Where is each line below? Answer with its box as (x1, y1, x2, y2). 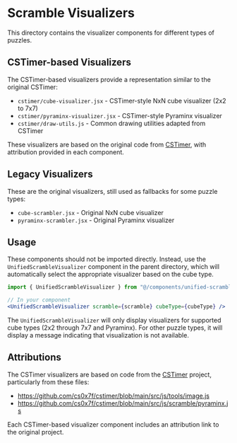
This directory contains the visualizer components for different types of (7, 28, 215, 37)
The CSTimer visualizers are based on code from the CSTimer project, (7, 370, 212, 379)
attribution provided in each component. (7, 147, 125, 156)
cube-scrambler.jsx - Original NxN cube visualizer (17, 208, 164, 217)
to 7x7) (17, 104, 39, 113)
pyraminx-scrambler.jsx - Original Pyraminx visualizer (17, 216, 175, 224)
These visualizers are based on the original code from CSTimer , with (7, 140, 207, 149)
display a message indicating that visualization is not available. (7, 331, 189, 339)
